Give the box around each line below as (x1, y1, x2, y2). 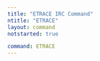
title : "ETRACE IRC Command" (7, 10, 94, 18)
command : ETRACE (7, 43, 55, 50)
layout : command (7, 23, 55, 30)
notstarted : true (7, 30, 59, 38)
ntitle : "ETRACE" (7, 17, 59, 24)
